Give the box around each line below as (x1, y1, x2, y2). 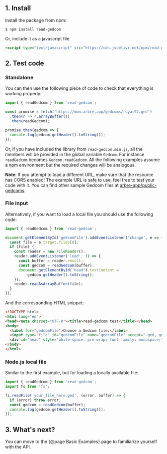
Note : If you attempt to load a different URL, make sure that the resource (5, 172, 154, 178)
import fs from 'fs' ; (5, 384, 50, 389)
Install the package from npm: (5, 17, 67, 23)
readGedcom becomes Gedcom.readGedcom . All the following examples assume (5, 157, 160, 163)
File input (5, 200, 28, 207)
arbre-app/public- (120, 182, 157, 188)
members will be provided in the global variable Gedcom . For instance (5, 151, 145, 157)
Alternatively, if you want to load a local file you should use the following (5, 211, 153, 217)
